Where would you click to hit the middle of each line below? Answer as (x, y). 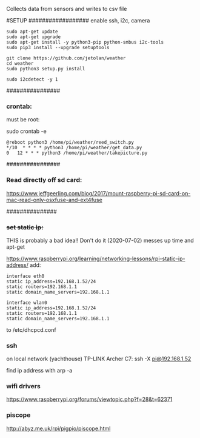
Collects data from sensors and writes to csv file (67, 9)
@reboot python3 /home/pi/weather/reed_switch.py (70, 143)
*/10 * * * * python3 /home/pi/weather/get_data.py (74, 148)
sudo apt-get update (32, 32)
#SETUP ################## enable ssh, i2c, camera (78, 20)
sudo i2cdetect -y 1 (32, 79)
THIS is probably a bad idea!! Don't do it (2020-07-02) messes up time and (100, 240)
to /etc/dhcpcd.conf (31, 329)
